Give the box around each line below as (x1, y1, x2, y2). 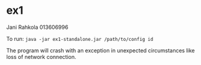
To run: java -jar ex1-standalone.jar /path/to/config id (6, 35, 154, 42)
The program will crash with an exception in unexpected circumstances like (6, 46, 196, 54)
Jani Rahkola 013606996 (6, 23, 69, 31)
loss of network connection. (6, 53, 77, 60)
